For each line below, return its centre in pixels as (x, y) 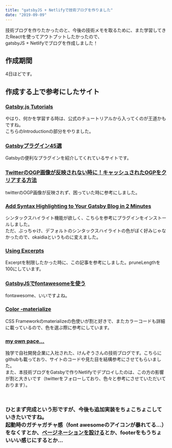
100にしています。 (25, 269)
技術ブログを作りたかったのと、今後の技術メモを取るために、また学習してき (86, 30)
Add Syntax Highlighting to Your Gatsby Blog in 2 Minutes (78, 206)
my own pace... (25, 341)
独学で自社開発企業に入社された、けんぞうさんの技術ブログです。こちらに (84, 353)
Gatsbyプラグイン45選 (34, 146)
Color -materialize (28, 309)
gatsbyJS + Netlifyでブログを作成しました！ (52, 43)
